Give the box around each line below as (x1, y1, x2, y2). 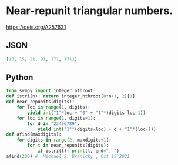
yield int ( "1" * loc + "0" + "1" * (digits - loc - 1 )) (27, 110, 146, 116)
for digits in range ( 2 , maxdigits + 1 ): (16, 137, 112, 143)
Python (6, 72, 33, 83)
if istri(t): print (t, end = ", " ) (37, 148, 119, 154)
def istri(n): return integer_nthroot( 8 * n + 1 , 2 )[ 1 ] (6, 93, 135, 99)
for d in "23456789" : (27, 120, 80, 127)
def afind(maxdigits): (6, 132, 62, 137)
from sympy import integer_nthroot (6, 88, 93, 94)
